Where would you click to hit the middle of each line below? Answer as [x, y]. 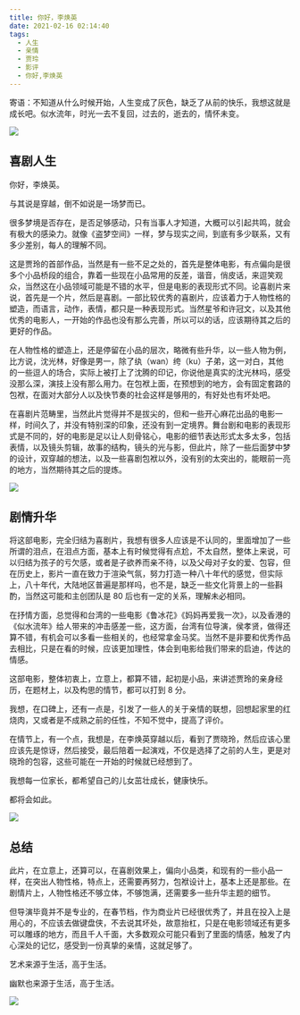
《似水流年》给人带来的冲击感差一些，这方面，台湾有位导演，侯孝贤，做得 [146, 626]
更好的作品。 [33, 331]
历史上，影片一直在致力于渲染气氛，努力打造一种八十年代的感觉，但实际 [150, 574]
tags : [19, 34]
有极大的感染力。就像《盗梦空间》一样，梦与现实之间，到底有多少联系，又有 [150, 233]
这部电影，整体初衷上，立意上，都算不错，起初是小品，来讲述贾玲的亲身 [142, 679]
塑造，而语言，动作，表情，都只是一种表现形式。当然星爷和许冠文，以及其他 [150, 309]
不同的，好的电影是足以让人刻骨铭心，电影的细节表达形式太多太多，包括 [158, 436]
